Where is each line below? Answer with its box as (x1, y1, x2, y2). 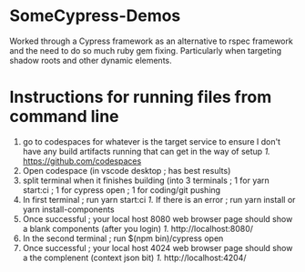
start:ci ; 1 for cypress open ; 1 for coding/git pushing (22, 184, 221, 196)
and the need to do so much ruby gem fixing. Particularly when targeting (9, 45, 282, 55)
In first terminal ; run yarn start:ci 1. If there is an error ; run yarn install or (22, 194, 296, 205)
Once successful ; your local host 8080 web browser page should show (22, 213, 293, 224)
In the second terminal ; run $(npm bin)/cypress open (22, 233, 224, 244)
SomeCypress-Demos (9, 5, 181, 26)
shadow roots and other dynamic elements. (9, 55, 173, 65)
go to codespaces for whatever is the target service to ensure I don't (22, 136, 280, 146)
